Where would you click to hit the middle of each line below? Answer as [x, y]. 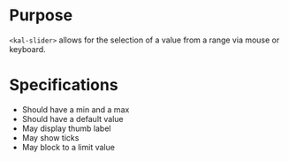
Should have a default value [72, 119]
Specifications [64, 85]
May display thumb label [66, 128]
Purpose [41, 15]
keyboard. [27, 49]
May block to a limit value [68, 147]
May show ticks [50, 137]
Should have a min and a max [76, 109]
